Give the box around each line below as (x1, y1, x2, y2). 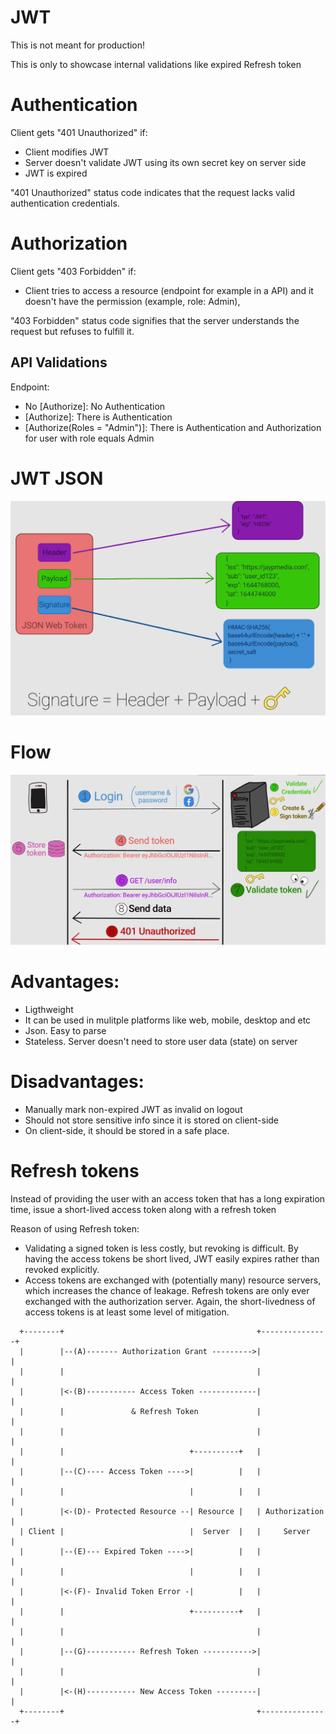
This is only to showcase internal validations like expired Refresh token (10, 58, 302, 70)
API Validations (10, 354, 108, 371)
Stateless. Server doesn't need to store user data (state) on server (24, 1035, 298, 1047)
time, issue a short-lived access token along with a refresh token (10, 1203, 277, 1215)
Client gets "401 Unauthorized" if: (10, 126, 148, 138)
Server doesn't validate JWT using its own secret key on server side (24, 156, 307, 168)
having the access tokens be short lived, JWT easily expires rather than (24, 1252, 320, 1265)
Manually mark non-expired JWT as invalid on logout (24, 1103, 243, 1115)
